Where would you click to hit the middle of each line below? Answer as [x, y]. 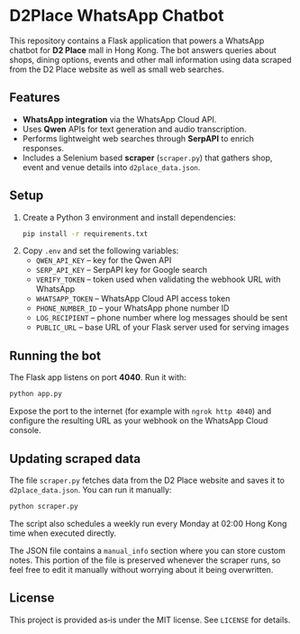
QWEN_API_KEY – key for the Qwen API [104, 260]
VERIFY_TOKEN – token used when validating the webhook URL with [158, 279]
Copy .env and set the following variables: [100, 251]
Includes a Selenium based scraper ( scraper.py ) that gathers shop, [147, 158]
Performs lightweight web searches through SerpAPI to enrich [138, 138]
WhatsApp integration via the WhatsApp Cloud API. [119, 119]
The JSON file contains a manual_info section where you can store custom [147, 550]
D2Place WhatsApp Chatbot [117, 16]
